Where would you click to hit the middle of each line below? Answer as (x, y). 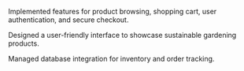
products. (24, 43)
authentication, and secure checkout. (68, 20)
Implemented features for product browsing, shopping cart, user (113, 11)
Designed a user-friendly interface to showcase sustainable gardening (122, 35)
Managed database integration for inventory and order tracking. (111, 59)
